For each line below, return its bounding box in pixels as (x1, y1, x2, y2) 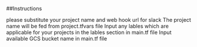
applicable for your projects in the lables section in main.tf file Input (6, 29, 172, 36)
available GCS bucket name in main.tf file (6, 35, 107, 42)
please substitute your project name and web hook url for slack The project (6, 16, 192, 23)
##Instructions (6, 5, 42, 12)
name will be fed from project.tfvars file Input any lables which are (6, 23, 169, 29)
